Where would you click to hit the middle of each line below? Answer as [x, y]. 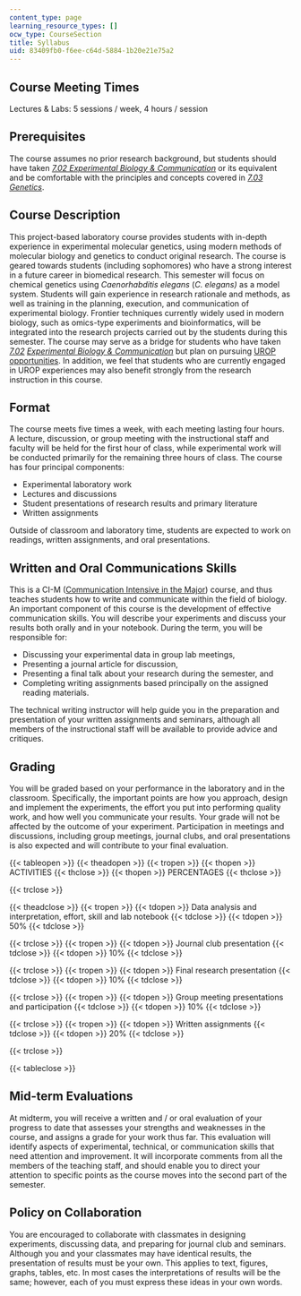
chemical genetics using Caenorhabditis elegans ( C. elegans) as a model [145, 284]
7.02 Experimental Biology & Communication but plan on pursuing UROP [142, 351]
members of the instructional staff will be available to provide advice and [143, 729]
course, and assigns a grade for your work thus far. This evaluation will [140, 1137]
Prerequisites [47, 137]
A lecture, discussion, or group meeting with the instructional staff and [139, 439]
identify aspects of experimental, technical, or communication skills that [142, 1146]
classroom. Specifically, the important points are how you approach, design [149, 798]
